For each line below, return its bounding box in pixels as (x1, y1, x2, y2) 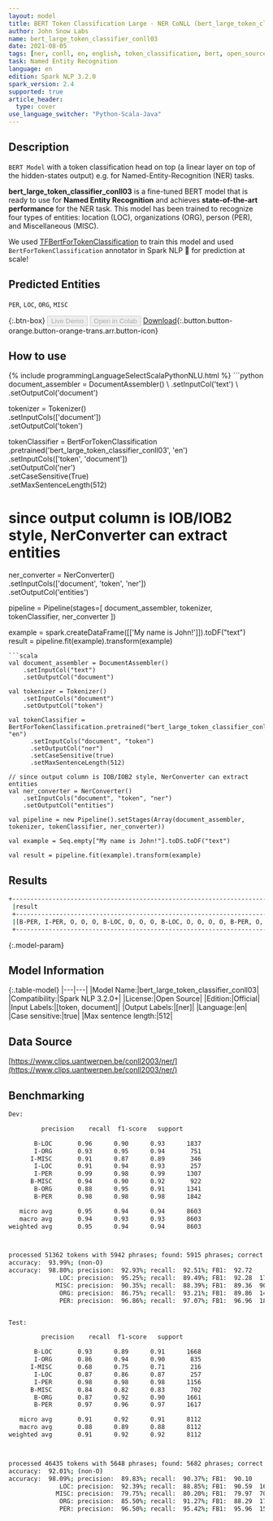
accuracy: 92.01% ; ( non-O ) (8, 1466, 104, 1475)
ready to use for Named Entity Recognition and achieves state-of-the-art (8, 194, 258, 204)
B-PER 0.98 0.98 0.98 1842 (33, 1192, 201, 1200)
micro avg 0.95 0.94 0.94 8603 (19, 1207, 201, 1215)
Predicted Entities (8, 278, 101, 291)
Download (142, 315, 177, 326)
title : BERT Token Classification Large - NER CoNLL (8, 20, 191, 28)
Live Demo (51, 317, 84, 326)
